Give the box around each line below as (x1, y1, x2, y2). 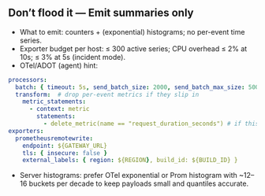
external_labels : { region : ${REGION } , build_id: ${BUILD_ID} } (22, 157, 238, 165)
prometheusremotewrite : (15, 134, 93, 142)
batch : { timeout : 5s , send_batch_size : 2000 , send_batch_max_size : (15, 83, 245, 91)
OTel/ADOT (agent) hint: (19, 61, 99, 70)
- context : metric (28, 105, 90, 113)
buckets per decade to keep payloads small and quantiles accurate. (28, 179, 249, 188)
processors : (8, 76, 47, 83)
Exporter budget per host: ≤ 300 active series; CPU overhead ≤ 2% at (19, 43, 248, 54)
